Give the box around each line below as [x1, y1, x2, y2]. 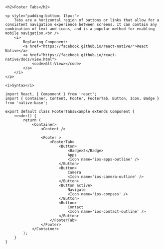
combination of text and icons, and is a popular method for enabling [5, 26, 155, 31]
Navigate [67, 187, 86, 192]
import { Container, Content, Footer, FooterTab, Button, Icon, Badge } [5, 96, 160, 101]
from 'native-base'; [5, 100, 48, 105]
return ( [23, 118, 41, 123]
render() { [14, 113, 37, 118]
